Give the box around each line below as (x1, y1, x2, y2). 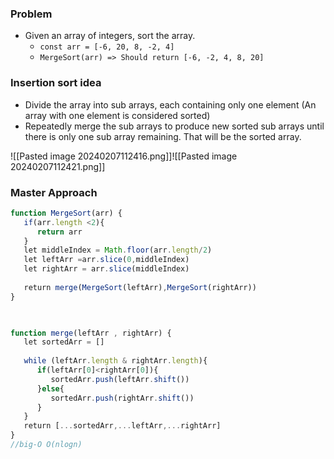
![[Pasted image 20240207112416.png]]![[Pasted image (10, 150, 238, 162)
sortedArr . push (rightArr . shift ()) (50, 393, 195, 403)
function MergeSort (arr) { (10, 208, 123, 218)
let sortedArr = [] (23, 337, 105, 347)
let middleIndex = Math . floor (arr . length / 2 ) (23, 245, 213, 256)
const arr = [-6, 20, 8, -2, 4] (39, 42, 175, 52)
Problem (10, 7, 53, 21)
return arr (36, 227, 83, 237)
